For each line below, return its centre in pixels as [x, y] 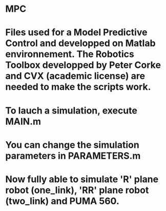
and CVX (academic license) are [75, 76]
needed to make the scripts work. [78, 87]
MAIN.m [23, 121]
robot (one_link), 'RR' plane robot [77, 190]
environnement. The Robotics [70, 54]
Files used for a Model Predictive [76, 33]
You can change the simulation [72, 145]
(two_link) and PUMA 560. [62, 201]
